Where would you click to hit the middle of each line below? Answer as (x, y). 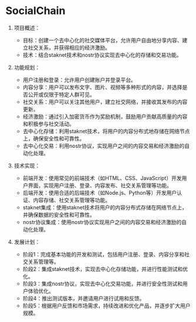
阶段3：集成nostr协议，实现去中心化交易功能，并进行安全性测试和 (103, 283)
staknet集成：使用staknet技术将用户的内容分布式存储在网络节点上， (105, 207)
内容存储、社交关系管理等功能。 (72, 200)
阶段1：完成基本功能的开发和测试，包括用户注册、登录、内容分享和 (104, 254)
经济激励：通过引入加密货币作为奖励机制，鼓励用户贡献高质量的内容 (105, 116)
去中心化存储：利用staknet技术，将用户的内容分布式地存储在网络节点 (106, 131)
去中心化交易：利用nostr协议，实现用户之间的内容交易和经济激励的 (104, 145)
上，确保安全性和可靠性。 (54, 138)
